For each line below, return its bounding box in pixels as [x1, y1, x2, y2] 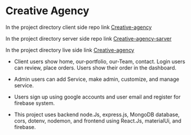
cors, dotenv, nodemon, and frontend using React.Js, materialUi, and [14, 117, 182, 124]
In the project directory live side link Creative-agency [5, 46, 134, 54]
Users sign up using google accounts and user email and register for [14, 93, 181, 100]
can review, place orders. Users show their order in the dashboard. [14, 64, 177, 71]
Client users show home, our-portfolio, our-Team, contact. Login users [14, 58, 186, 65]
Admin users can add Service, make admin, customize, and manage [14, 75, 179, 83]
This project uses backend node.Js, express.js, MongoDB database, [14, 111, 180, 118]
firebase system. [14, 99, 55, 107]
